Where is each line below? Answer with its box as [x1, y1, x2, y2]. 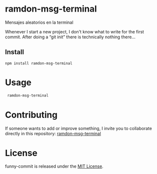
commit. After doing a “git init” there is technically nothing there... [5, 34, 136, 40]
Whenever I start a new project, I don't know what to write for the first [5, 29, 144, 34]
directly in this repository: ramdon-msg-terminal [5, 130, 101, 136]
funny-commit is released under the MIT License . [5, 163, 104, 169]
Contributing [5, 109, 58, 120]
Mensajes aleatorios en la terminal [5, 19, 74, 25]
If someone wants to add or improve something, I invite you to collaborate [5, 125, 152, 131]
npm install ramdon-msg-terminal [5, 61, 73, 66]
